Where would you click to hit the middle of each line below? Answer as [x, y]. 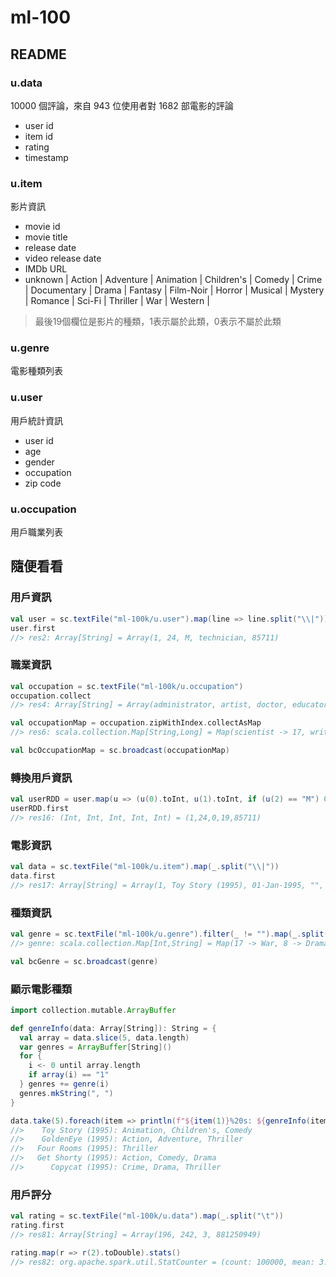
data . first [33, 876]
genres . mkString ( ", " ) [66, 1093]
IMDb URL [46, 269]
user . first [33, 628]
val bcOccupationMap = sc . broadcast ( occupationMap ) [120, 751]
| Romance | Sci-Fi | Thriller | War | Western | [117, 301]
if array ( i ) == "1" [69, 1075]
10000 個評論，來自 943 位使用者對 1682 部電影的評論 [122, 105]
